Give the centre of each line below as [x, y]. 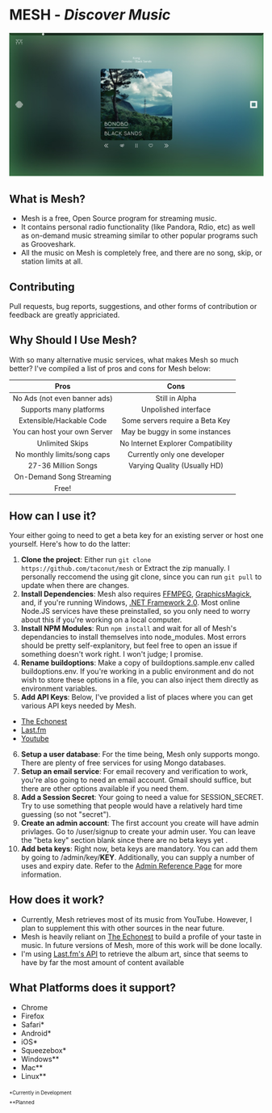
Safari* [33, 1024]
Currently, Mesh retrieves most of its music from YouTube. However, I [136, 919]
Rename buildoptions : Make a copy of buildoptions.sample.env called [138, 662]
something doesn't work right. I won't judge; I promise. [112, 654]
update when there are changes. [75, 585]
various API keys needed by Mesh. [78, 705]
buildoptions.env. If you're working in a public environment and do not [137, 671]
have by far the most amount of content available [103, 962]
